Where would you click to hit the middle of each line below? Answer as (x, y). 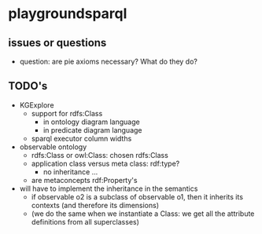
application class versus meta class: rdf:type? (105, 163)
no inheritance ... (70, 172)
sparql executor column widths (81, 138)
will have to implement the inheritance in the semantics (109, 188)
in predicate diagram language (93, 130)
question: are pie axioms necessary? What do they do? (109, 61)
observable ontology (53, 147)
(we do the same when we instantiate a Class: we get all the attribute (143, 214)
